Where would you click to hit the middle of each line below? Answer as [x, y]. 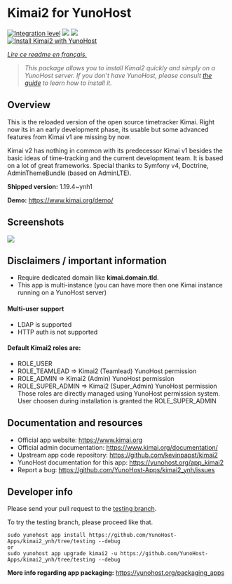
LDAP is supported [45, 324]
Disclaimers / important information [87, 260]
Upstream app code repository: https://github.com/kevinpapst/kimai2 [118, 455]
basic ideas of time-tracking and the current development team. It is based [115, 158]
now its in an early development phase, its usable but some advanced [108, 129]
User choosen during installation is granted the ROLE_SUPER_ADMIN [117, 401]
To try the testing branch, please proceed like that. [80, 522]
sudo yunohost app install [47, 536]
